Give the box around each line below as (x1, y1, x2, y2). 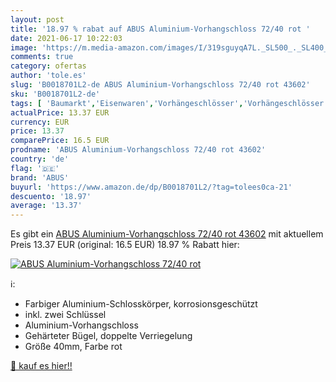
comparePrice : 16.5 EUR (10, 136, 110, 146)
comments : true (10, 52, 74, 62)
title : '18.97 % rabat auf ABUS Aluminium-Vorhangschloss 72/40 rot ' (10, 24, 311, 34)
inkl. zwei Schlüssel (24, 309, 107, 321)
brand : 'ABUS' (10, 172, 70, 183)
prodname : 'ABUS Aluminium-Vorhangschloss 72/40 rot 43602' (10, 145, 267, 155)
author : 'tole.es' (10, 71, 87, 81)
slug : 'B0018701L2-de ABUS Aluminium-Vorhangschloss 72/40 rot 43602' (10, 80, 311, 90)
